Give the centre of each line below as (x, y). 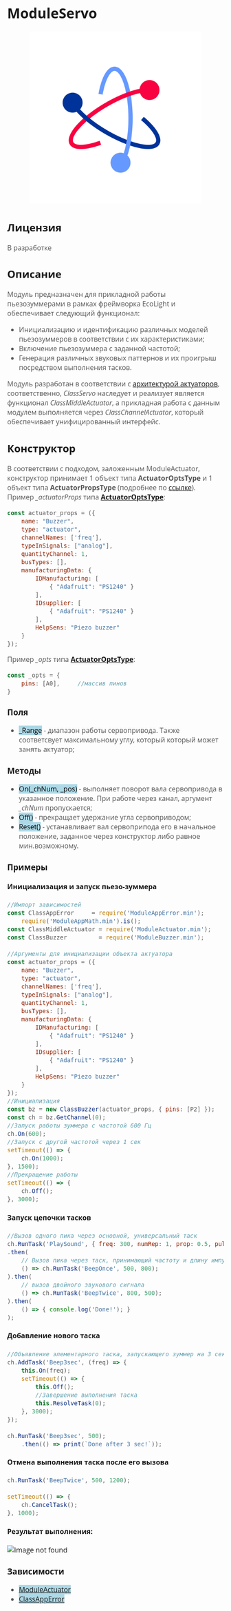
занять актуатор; (47, 749)
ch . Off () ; (37, 1191)
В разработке (30, 248)
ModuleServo (52, 13)
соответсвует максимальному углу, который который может (119, 739)
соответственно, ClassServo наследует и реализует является (106, 394)
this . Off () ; (55, 1386)
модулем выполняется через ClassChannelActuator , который (106, 412)
